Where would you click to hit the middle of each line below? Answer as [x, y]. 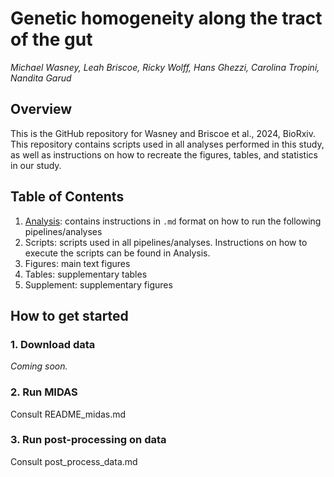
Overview [41, 109]
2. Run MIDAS [44, 392]
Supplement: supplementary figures [98, 284]
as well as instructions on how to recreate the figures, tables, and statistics [164, 154]
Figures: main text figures [77, 263]
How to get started [69, 315]
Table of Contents [67, 197]
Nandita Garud [41, 78]
